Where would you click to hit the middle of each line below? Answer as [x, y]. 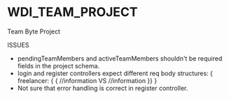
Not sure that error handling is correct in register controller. [103, 88]
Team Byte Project [34, 31]
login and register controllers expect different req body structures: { [115, 73]
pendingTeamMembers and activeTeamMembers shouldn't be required [120, 58]
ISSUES [18, 45]
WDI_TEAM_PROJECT [72, 12]
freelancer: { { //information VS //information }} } [87, 80]
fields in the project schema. [58, 66]
